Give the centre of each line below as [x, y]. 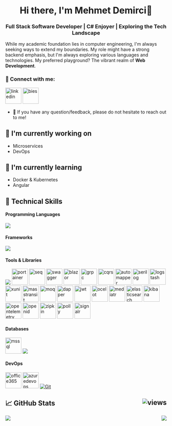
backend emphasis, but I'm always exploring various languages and [77, 55]
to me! [19, 117]
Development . [20, 66]
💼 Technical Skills [34, 201]
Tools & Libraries [24, 260]
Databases [17, 329]
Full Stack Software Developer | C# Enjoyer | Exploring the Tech [86, 27]
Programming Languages [33, 215]
